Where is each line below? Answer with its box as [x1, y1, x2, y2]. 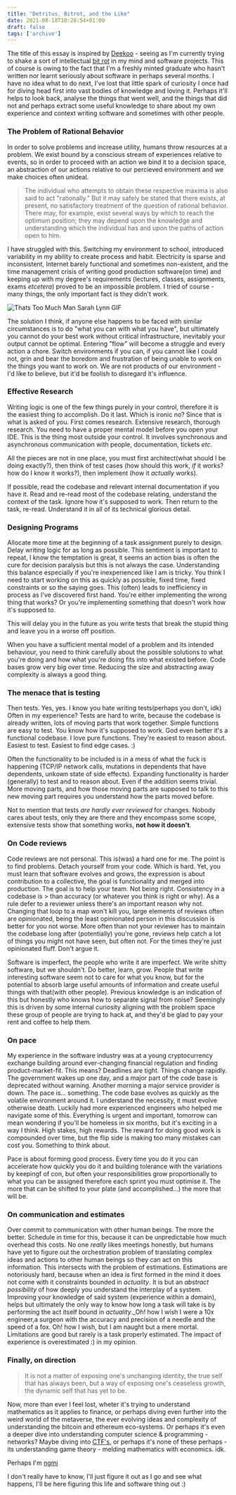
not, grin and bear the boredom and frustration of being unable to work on [7, 354, 222, 362]
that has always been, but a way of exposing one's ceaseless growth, [24, 1379, 226, 1387]
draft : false [7, 23, 46, 30]
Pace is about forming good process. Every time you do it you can [7, 1155, 199, 1163]
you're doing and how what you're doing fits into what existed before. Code [7, 655, 226, 664]
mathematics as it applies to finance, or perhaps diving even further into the [7, 1407, 227, 1415]
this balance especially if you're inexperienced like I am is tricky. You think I [7, 568, 225, 577]
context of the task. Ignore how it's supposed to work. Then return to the [7, 497, 218, 505]
